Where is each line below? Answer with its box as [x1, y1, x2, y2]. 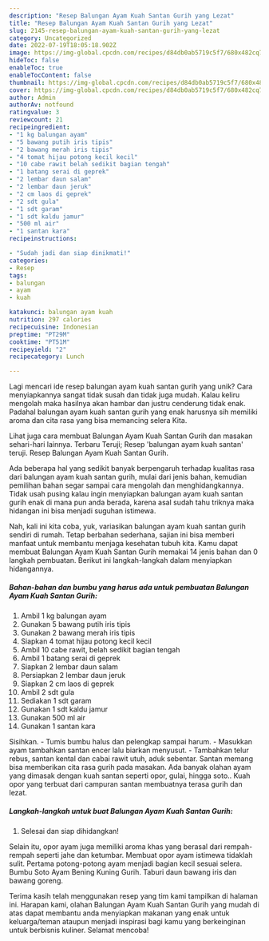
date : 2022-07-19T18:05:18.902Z [9, 42, 117, 50]
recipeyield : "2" [9, 345, 67, 353]
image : [9, 49, 31, 57]
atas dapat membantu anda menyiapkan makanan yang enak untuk [9, 908, 230, 918]
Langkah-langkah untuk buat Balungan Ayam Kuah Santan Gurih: [9, 806, 234, 815]
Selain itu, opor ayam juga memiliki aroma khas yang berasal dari [9, 842, 223, 851]
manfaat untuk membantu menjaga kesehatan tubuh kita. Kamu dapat [9, 539, 239, 548]
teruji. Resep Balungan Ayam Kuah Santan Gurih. [9, 449, 169, 458]
